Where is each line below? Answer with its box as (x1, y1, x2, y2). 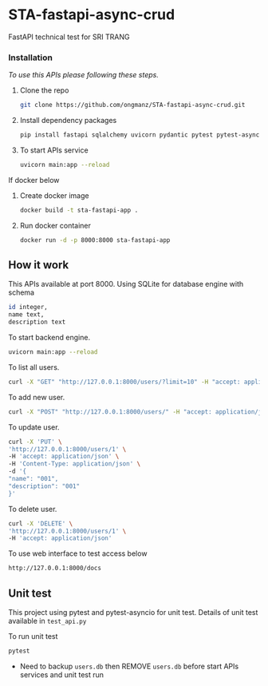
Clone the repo (19, 85, 69, 95)
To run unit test (8, 631, 58, 640)
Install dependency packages (19, 116, 117, 125)
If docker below (8, 175, 60, 184)
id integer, (8, 303, 48, 311)
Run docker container (19, 220, 92, 230)
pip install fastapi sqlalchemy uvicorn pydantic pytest (19, 131, 214, 139)
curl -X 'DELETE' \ (8, 519, 73, 528)
